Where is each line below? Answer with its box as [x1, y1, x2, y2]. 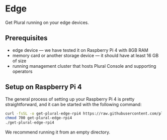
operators [12, 68, 33, 74]
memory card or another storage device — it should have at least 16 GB [12, 52, 159, 58]
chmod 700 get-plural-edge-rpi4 [5, 116, 72, 121]
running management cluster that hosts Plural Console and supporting [12, 63, 157, 69]
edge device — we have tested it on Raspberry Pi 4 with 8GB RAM [12, 47, 149, 53]
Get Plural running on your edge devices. [5, 19, 89, 25]
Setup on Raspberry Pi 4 [5, 83, 82, 91]
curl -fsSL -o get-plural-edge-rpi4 [5, 111, 81, 116]
